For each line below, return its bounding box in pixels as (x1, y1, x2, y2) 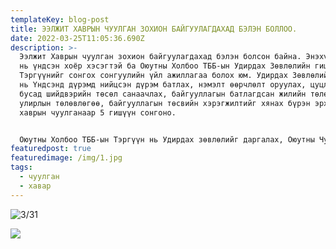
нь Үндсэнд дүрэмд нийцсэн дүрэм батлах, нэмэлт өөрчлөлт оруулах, (19, 80, 307, 90)
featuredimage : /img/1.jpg (10, 153, 123, 163)
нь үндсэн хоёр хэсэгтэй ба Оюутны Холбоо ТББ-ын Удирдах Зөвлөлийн (19, 61, 311, 71)
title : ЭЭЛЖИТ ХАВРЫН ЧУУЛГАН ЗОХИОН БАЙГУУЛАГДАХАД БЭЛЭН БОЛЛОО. (10, 24, 298, 34)
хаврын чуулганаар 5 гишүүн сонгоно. (19, 107, 177, 118)
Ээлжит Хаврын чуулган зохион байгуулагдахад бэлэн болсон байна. (19, 52, 302, 62)
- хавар (19, 181, 52, 191)
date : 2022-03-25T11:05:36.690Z (10, 33, 145, 43)
